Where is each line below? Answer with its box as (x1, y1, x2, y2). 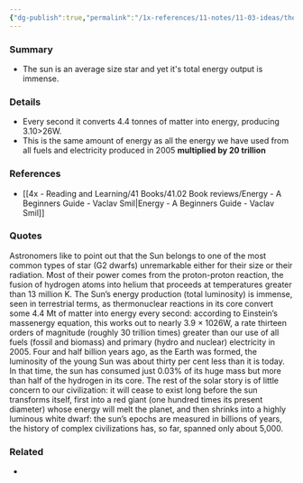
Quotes (9, 229, 42, 242)
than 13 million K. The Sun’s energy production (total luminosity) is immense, (9, 288, 293, 299)
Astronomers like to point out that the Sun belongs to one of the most (9, 250, 267, 261)
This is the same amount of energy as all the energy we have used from (22, 135, 289, 146)
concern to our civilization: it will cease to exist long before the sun (9, 385, 259, 395)
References (9, 168, 61, 181)
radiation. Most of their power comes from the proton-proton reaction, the (9, 269, 284, 280)
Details (9, 96, 41, 108)
